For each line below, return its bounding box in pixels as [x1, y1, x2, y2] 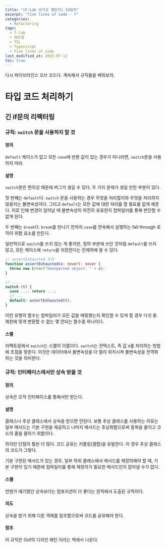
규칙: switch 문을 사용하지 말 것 [5, 128, 75, 135]
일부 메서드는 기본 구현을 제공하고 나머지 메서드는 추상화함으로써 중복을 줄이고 [5, 425, 156, 430]
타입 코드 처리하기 [5, 91, 73, 103]
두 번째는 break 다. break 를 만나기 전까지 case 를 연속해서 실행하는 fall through [5, 224, 156, 230]
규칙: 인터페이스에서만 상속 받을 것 [5, 369, 82, 376]
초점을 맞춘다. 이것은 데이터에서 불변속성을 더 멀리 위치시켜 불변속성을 [10, 349, 145, 355]
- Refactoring [9, 21, 39, 26]
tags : [5, 26, 16, 31]
